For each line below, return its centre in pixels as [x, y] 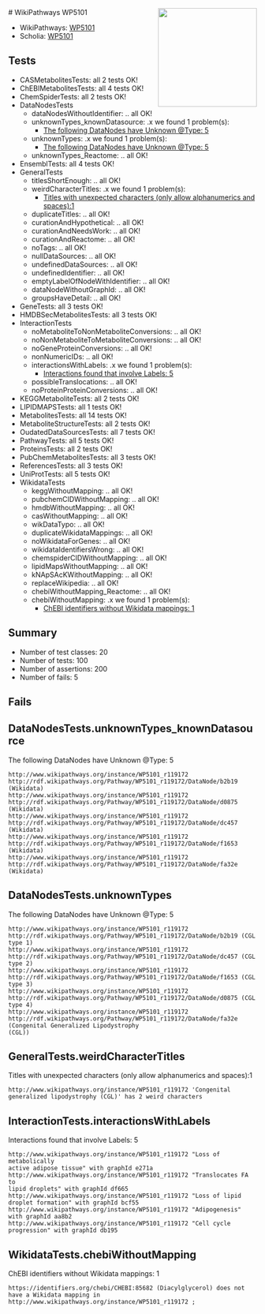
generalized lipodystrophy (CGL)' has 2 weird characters [105, 1097]
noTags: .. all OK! [59, 247]
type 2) [21, 963]
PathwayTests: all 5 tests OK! [67, 440]
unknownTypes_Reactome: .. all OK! [90, 155]
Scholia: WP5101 [46, 36]
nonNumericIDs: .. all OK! [72, 356]
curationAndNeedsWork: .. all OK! [86, 230]
